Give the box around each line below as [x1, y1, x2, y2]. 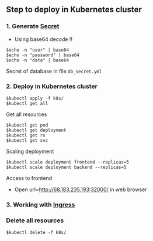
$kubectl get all [6, 100, 48, 106]
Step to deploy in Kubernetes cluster [6, 5, 142, 15]
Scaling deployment [6, 148, 54, 155]
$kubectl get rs [6, 132, 46, 138]
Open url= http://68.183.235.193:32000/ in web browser [14, 186, 147, 193]
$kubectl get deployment [6, 127, 67, 133]
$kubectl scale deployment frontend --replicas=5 [6, 159, 130, 165]
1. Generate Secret [6, 22, 60, 30]
